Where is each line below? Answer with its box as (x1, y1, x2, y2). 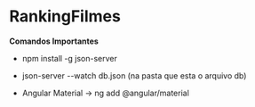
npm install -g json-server (21, 53, 118, 63)
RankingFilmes (9, 6, 122, 27)
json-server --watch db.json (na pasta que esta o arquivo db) (21, 70, 247, 81)
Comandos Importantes (9, 36, 100, 46)
